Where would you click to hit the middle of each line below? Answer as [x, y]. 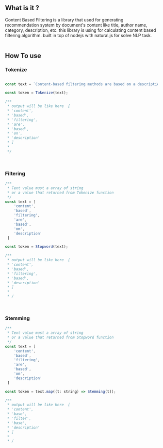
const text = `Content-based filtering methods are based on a [70, 84]
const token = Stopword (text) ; [37, 247]
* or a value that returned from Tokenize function [60, 193]
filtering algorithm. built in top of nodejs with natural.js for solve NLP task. [78, 35]
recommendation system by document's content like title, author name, [76, 25]
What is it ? [22, 8]
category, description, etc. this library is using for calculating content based [81, 30]
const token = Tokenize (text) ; [37, 93]
